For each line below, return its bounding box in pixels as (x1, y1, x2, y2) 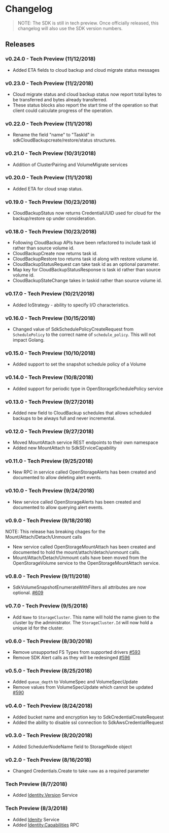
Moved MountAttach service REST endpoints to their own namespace (12, 439, 158, 446)
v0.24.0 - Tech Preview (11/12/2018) (5, 55, 96, 63)
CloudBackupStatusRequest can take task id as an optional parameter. (12, 261, 160, 267)
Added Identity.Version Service (12, 792, 78, 798)
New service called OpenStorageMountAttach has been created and (12, 544, 156, 550)
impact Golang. (12, 337, 45, 343)
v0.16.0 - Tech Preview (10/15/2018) (5, 314, 95, 321)
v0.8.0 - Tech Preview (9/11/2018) (5, 573, 90, 579)
